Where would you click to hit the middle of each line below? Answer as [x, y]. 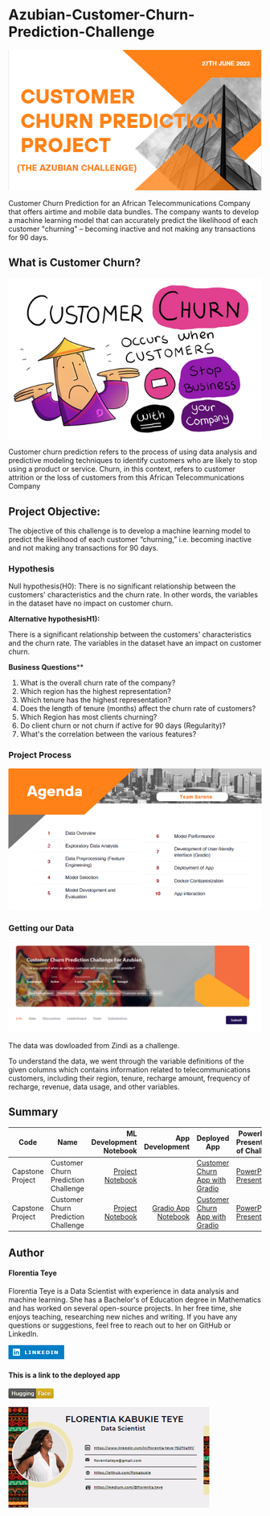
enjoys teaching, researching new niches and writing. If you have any [123, 1316]
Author [26, 1252]
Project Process [40, 755]
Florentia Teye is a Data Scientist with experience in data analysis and [124, 1291]
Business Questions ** [46, 667]
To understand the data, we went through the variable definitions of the [127, 1061]
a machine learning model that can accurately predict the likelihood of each [133, 220]
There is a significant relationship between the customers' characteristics [130, 634]
